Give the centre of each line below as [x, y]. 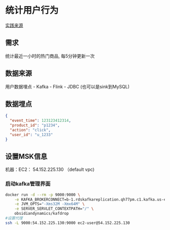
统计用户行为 [32, 10]
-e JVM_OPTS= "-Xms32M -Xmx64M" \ [50, 204]
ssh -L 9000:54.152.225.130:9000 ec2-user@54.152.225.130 [68, 223]
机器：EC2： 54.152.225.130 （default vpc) [50, 169]
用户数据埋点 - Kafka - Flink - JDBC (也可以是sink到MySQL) [68, 86]
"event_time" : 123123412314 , [40, 121]
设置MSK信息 [26, 156]
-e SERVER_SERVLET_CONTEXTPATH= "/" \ [54, 209]
